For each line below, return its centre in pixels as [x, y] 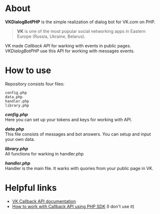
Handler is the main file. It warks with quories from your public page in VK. [79, 168]
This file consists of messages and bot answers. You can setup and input [78, 134]
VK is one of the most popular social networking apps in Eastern [81, 31]
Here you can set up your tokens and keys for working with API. [69, 120]
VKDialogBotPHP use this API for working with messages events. [70, 51]
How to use [28, 70]
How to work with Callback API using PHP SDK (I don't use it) [73, 206]
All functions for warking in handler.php [44, 153]
